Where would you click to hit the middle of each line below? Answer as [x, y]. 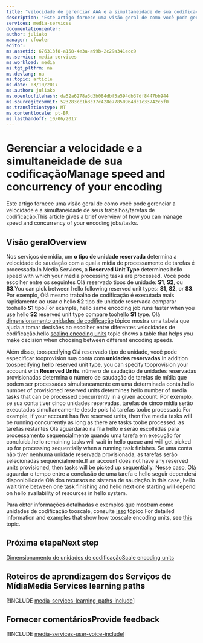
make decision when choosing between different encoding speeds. [90, 340]
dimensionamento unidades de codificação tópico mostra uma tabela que [98, 321]
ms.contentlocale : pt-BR [37, 113]
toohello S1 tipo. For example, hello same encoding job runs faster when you [101, 308]
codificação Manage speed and [86, 174]
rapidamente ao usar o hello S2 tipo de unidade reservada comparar [92, 302]
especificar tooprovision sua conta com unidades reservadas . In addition [97, 358]
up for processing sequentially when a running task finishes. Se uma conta [99, 448]
